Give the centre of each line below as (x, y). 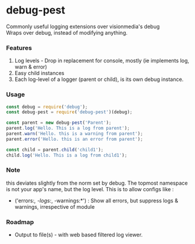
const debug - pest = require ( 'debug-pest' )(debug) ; (69, 112)
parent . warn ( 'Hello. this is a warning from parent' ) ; (75, 134)
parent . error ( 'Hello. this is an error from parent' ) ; (75, 139)
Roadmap (20, 222)
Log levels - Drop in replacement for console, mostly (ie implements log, (102, 61)
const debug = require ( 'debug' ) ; (47, 107)
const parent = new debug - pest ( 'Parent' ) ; (59, 123)
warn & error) (31, 67)
